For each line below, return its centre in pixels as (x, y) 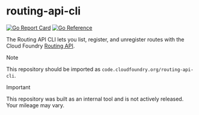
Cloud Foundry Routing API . (41, 46)
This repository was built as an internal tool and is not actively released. (95, 99)
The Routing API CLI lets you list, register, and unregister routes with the (95, 39)
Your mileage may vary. (35, 105)
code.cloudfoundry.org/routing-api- (148, 70)
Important (18, 87)
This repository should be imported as (54, 69)
